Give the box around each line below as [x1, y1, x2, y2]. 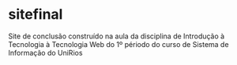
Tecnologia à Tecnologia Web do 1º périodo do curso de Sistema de [8, 39, 229, 49]
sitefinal [8, 5, 63, 23]
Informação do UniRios [8, 48, 83, 57]
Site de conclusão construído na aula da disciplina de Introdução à [8, 31, 225, 41]
